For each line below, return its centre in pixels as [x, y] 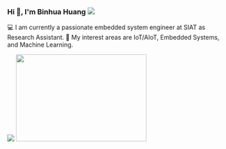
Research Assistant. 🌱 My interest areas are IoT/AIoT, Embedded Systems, [113, 38]
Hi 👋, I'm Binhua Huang [47, 12]
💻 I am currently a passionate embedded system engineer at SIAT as [106, 27]
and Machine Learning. [40, 45]
